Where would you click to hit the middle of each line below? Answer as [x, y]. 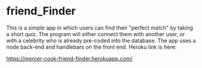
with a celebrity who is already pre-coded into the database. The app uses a [101, 40]
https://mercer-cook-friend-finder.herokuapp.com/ [69, 58]
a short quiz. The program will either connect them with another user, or [96, 34]
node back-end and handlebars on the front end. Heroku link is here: [91, 47]
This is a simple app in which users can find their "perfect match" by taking [100, 28]
